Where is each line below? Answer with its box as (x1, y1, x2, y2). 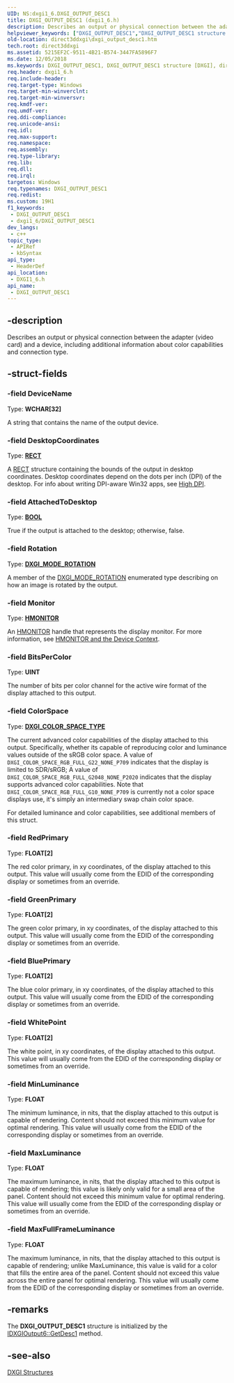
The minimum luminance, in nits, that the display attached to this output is (7, 1108, 219, 1117)
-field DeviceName (7, 389, 72, 399)
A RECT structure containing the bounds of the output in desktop (7, 465, 194, 474)
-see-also (7, 1350, 51, 1361)
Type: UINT (7, 668, 40, 677)
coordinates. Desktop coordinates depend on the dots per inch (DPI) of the (7, 472, 222, 481)
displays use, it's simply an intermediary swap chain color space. (7, 795, 194, 803)
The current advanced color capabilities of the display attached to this (7, 736, 209, 744)
